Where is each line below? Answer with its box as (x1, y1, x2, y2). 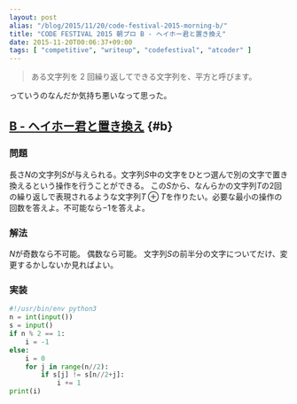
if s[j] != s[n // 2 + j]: (41, 370, 125, 379)
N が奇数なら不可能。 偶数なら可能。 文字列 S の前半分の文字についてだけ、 (9, 249, 281, 260)
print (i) (9, 387, 42, 396)
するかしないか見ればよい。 (16, 260, 118, 270)
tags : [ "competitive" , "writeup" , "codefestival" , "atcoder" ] (9, 46, 252, 55)
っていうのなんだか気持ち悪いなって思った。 (9, 90, 172, 101)
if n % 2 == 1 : (9, 330, 66, 338)
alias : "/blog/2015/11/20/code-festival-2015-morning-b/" (9, 21, 228, 30)
